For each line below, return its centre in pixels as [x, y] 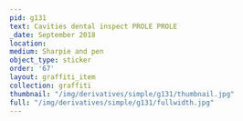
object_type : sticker [51, 60]
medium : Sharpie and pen [57, 52]
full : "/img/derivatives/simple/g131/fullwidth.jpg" [112, 102]
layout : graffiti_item [53, 77]
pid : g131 [28, 18]
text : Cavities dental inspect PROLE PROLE [94, 26]
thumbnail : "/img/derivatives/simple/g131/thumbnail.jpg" [122, 94]
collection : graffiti [51, 86]
